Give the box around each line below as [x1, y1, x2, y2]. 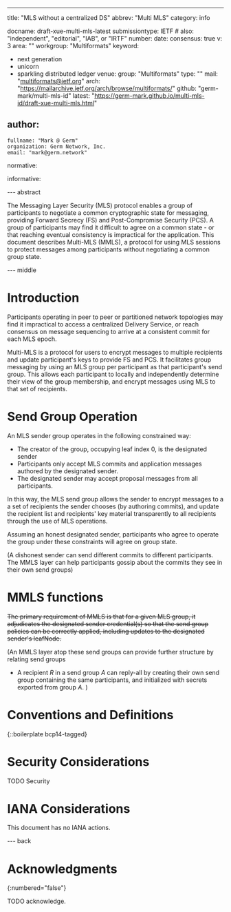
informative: [7, 174, 41, 183]
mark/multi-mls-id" [16, 92, 71, 100]
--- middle [7, 266, 36, 274]
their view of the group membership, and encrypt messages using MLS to [7, 377, 216, 386]
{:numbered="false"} [7, 884, 67, 892]
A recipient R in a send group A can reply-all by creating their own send [16, 668, 220, 676]
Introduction [7, 290, 80, 305]
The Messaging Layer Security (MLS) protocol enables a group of [7, 201, 193, 209]
